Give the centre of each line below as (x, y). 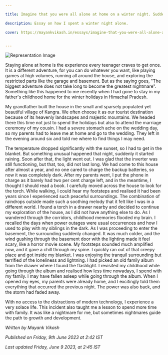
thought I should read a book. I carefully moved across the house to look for (83, 186)
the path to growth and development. (43, 318)
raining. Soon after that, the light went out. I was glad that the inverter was (81, 159)
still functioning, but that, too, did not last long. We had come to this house (82, 164)
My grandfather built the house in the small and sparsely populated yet (78, 107)
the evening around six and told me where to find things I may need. (75, 139)
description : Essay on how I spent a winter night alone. (67, 23)
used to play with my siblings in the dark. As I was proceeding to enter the (81, 228)
